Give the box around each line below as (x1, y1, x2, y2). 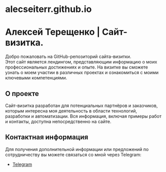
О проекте (5, 89, 39, 98)
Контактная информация (5, 133, 88, 141)
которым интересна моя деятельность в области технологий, (5, 107, 137, 113)
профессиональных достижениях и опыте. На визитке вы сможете (5, 64, 148, 70)
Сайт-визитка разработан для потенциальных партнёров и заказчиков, (5, 102, 158, 108)
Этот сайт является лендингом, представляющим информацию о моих (5, 59, 157, 65)
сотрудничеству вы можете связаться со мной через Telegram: (5, 151, 141, 157)
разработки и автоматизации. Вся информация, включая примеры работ (5, 113, 161, 119)
